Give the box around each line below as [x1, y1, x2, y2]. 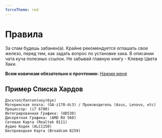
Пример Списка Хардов [5, 85, 83, 93]
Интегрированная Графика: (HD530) [5, 111, 77, 116]
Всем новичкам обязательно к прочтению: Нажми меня [5, 70, 127, 76]
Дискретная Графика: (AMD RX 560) [5, 115, 77, 121]
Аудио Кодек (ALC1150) [5, 124, 52, 129]
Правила [5, 28, 43, 40]
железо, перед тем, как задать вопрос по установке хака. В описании [5, 50, 154, 56]
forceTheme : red [5, 7, 39, 12]
